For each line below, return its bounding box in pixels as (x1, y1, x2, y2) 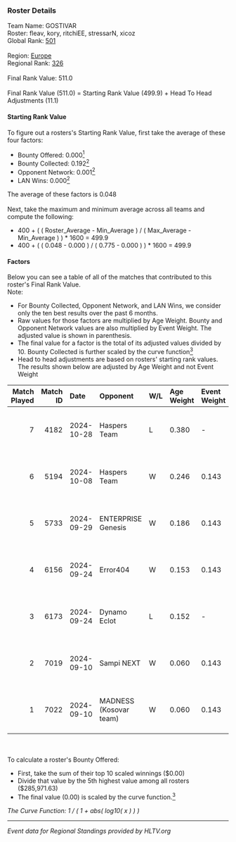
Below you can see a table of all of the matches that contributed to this (7, 273, 212, 282)
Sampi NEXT (99, 658, 141, 667)
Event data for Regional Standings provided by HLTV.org (7, 827, 171, 835)
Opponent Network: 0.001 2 (17, 166, 96, 176)
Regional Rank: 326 (7, 59, 64, 68)
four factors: (7, 136, 44, 144)
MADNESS (99, 696, 135, 705)
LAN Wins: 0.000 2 (17, 175, 70, 185)
